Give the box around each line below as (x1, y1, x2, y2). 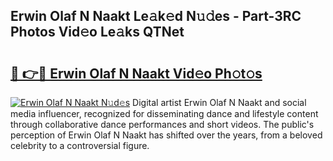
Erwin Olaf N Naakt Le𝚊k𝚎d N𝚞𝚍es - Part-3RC (10, 8, 302, 25)
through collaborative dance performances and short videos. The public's (10, 119, 315, 130)
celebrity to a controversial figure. (10, 140, 150, 151)
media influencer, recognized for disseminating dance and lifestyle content (10, 108, 319, 119)
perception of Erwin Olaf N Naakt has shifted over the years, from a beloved (10, 129, 323, 141)
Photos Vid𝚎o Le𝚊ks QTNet (10, 24, 185, 41)
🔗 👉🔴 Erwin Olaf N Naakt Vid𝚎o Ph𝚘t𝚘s (10, 65, 263, 82)
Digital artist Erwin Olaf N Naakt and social (132, 97, 307, 108)
